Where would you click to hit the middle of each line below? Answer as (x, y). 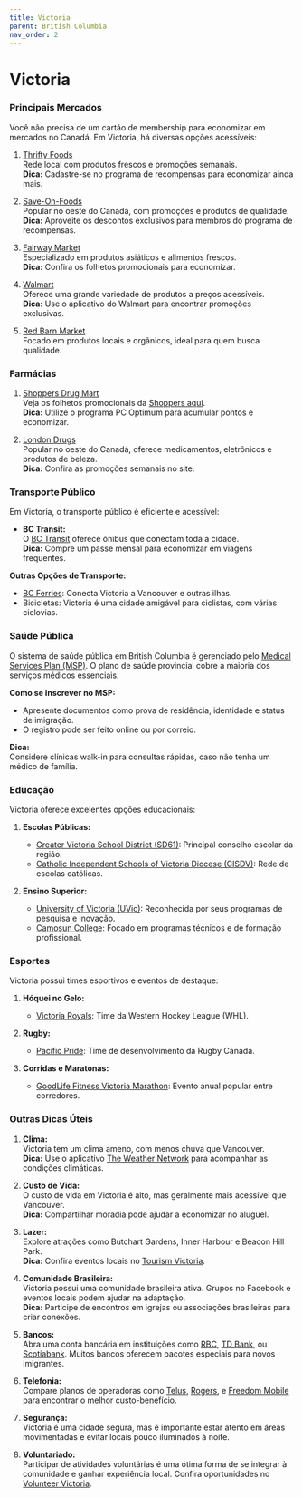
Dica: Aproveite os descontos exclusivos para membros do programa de (157, 220)
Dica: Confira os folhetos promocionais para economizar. (129, 266)
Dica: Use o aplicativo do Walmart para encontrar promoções (137, 304)
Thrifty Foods (47, 154)
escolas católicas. (70, 874)
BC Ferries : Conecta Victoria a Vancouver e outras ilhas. (127, 594)
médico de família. (44, 766)
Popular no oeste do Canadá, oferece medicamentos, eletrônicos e (147, 449)
